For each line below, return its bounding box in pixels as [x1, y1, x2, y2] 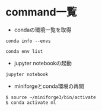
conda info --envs [5, 38, 51, 44]
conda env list [5, 48, 43, 54]
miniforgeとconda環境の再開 [14, 83, 84, 90]
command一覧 [5, 5, 78, 19]
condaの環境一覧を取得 [14, 26, 72, 33]
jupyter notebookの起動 [14, 59, 72, 66]
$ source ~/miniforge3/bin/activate [5, 94, 96, 100]
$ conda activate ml [5, 99, 57, 106]
